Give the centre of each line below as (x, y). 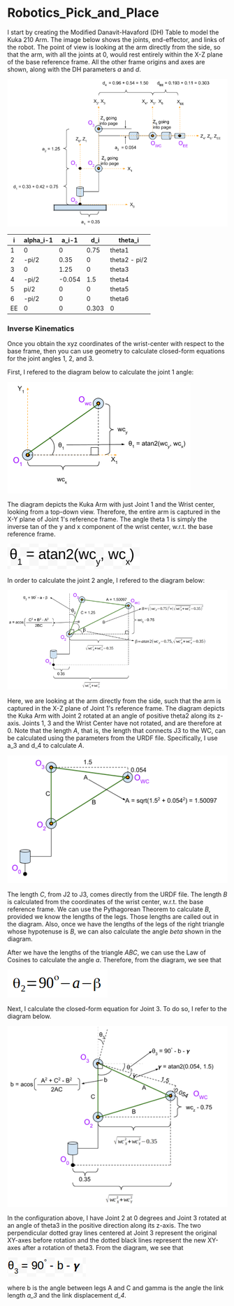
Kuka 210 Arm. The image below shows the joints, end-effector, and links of (116, 39)
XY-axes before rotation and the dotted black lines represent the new (107, 1240)
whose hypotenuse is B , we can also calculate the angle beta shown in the (114, 931)
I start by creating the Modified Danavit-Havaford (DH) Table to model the (113, 32)
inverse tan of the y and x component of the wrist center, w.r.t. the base (110, 527)
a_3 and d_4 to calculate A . (46, 745)
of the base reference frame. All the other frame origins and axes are (106, 61)
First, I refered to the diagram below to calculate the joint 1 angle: (101, 372)
